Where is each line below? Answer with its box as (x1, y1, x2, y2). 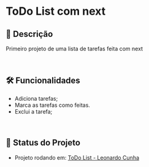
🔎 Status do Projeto (6, 138, 81, 148)
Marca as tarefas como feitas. (14, 101, 90, 109)
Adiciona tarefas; (14, 95, 58, 102)
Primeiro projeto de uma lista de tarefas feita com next (6, 45, 143, 52)
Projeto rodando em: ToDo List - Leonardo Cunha (14, 153, 139, 161)
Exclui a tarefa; (14, 107, 53, 115)
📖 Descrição (6, 29, 53, 39)
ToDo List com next (6, 4, 105, 18)
